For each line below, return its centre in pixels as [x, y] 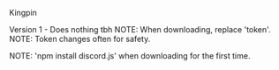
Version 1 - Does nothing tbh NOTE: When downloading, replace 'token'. [140, 29]
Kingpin [23, 13]
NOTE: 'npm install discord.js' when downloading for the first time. [130, 56]
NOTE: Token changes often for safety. [80, 39]
